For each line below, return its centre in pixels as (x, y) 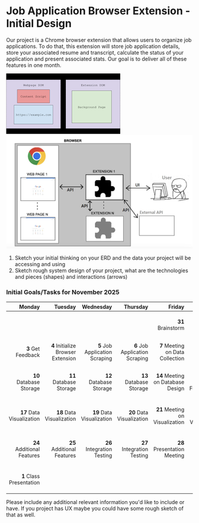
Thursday (136, 307)
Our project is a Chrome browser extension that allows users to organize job (99, 40)
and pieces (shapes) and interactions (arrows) (71, 276)
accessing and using (40, 264)
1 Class (31, 476)
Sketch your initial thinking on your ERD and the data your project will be (103, 258)
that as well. (21, 515)
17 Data (30, 413)
